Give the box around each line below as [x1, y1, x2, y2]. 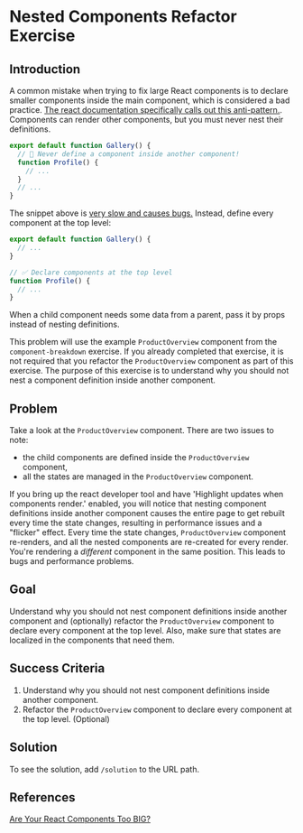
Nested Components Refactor [9, 6, 237, 27]
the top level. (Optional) [22, 713, 110, 724]
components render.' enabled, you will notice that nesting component [9, 498, 267, 509]
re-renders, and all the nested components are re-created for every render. [9, 537, 289, 548]
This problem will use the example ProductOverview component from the [9, 337, 278, 347]
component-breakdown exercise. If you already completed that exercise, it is [9, 346, 284, 357]
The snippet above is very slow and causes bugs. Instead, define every [9, 208, 274, 218]
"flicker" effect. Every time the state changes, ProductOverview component [9, 527, 286, 538]
